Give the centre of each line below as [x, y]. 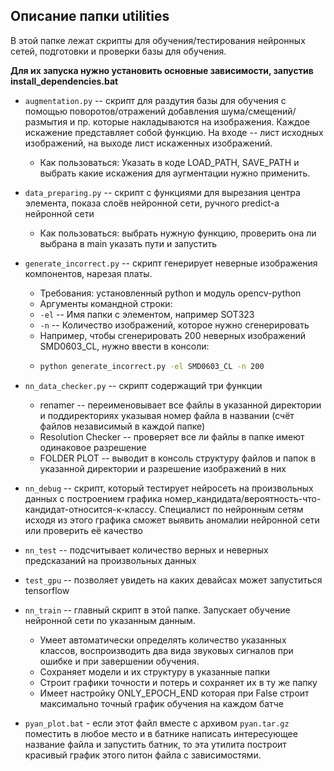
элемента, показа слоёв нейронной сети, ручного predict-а [152, 203]
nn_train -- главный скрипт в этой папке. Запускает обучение [157, 610]
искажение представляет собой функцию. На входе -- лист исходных [174, 132]
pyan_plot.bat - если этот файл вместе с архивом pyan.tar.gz [157, 723]
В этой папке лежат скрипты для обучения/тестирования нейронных [158, 40]
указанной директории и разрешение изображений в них [163, 468]
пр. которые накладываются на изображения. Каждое [193, 121]
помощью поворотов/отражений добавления [122, 111]
